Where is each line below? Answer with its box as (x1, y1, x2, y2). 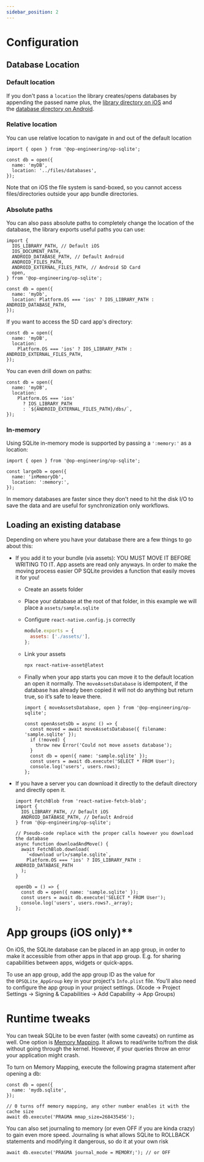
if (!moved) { (29, 736, 66, 743)
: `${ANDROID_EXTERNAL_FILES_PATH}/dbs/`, (22, 406, 133, 412)
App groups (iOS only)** (6, 926, 133, 939)
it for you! (15, 574, 40, 581)
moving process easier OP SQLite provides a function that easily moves (15, 567, 195, 575)
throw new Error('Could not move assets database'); (35, 742, 173, 748)
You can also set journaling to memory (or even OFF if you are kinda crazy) (6, 1125, 195, 1132)
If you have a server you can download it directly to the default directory (15, 779, 197, 787)
